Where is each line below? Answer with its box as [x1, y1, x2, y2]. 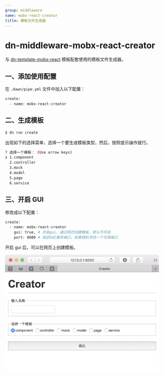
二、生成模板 [5, 116, 44, 124]
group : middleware [5, 8, 42, 13]
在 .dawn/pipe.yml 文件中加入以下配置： [5, 86, 85, 92]
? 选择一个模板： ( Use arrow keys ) [5, 150, 72, 155]
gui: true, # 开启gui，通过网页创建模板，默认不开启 [14, 230, 111, 235]
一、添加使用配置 [5, 72, 57, 80]
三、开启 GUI [5, 196, 44, 204]
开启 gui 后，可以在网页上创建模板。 [5, 244, 78, 250]
